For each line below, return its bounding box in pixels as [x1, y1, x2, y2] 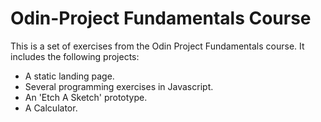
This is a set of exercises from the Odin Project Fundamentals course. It [10, 40, 305, 52]
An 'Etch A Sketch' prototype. [24, 91, 148, 103]
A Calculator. [24, 102, 78, 114]
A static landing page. [24, 70, 115, 82]
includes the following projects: [10, 50, 140, 62]
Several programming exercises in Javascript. [24, 80, 214, 92]
